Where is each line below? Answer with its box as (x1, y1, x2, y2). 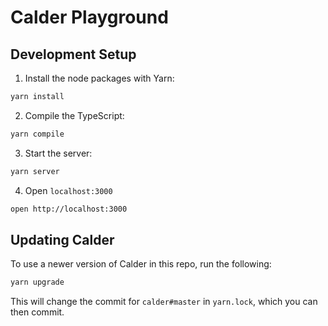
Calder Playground (10, 6, 169, 29)
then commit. (10, 306, 65, 318)
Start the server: (24, 147, 93, 159)
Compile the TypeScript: (24, 109, 125, 121)
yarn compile (10, 129, 65, 139)
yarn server (10, 166, 60, 176)
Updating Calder (10, 231, 115, 248)
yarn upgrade (10, 277, 65, 288)
